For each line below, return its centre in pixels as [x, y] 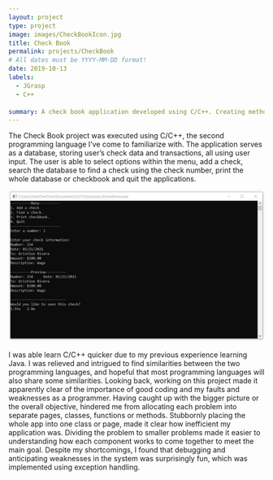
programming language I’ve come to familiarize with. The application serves [135, 144]
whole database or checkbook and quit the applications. [102, 179]
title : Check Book [39, 43]
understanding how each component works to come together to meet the [131, 441]
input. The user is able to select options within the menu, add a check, [126, 162]
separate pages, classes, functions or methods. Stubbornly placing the [127, 415]
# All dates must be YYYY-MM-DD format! [78, 60]
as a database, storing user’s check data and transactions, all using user [129, 153]
